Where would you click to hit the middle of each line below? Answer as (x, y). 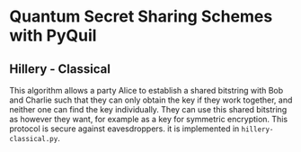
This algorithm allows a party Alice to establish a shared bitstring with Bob (146, 90)
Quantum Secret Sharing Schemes (141, 17)
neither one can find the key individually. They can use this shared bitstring (148, 109)
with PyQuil (53, 36)
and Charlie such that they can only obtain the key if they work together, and (151, 100)
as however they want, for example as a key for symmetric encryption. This (149, 119)
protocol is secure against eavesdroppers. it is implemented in (124, 129)
